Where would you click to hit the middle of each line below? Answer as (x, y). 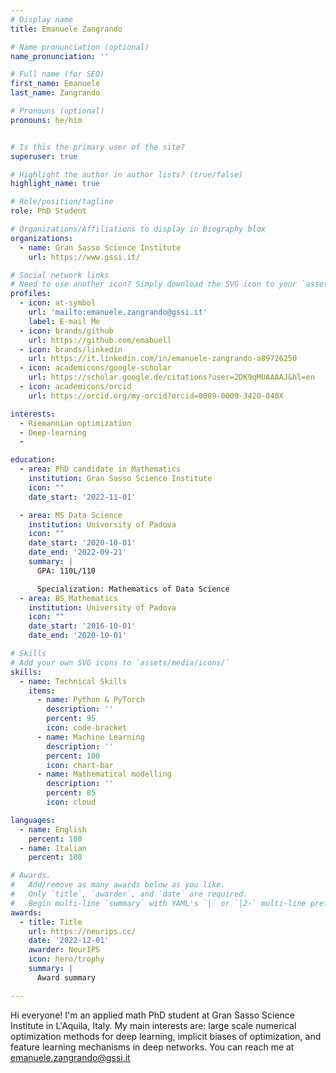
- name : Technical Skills (73, 681)
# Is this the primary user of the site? (98, 147)
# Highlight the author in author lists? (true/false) (127, 174)
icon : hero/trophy (66, 959)
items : (42, 691)
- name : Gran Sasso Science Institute (100, 247)
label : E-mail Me (64, 321)
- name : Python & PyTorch (90, 700)
